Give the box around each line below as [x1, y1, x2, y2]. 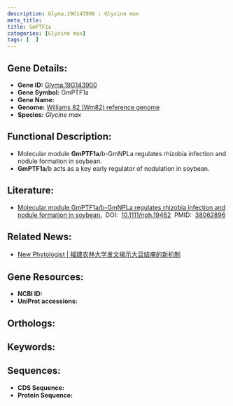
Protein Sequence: [17, 391, 73, 399]
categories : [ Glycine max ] [7, 29, 86, 37]
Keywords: [7, 341, 56, 353]
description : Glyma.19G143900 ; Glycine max [7, 10, 139, 17]
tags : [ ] [7, 36, 39, 43]
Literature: [7, 185, 55, 197]
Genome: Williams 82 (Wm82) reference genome [17, 103, 160, 111]
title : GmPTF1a [7, 23, 52, 30]
